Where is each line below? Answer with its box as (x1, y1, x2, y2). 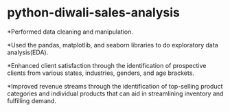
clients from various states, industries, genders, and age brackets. (7, 69, 194, 77)
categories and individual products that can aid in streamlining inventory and (7, 89, 224, 98)
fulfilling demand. (7, 96, 57, 104)
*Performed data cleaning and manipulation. (7, 27, 134, 36)
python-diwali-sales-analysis (7, 5, 181, 21)
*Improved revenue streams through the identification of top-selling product (7, 82, 223, 90)
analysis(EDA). (7, 48, 49, 56)
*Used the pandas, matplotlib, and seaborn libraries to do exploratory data (7, 41, 218, 49)
